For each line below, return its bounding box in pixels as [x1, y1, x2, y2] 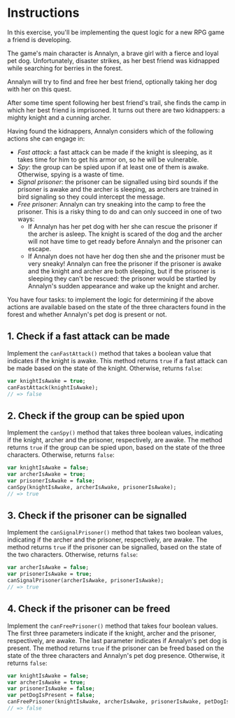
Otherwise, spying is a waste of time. [17, 170, 124, 178]
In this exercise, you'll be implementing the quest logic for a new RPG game [7, 28, 225, 36]
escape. [27, 244, 51, 253]
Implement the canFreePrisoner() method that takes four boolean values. [7, 621, 218, 630]
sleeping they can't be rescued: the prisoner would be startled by [27, 274, 217, 283]
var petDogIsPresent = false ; [7, 691, 96, 699]
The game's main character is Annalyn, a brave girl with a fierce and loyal [7, 49, 219, 57]
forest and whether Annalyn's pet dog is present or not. [7, 310, 167, 318]
